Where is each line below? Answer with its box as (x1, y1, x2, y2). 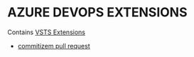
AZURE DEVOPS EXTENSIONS (7, 4, 188, 21)
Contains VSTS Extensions (7, 28, 85, 36)
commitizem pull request (17, 41, 90, 50)
